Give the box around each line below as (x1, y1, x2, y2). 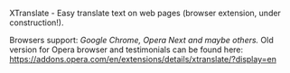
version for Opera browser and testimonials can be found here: (9, 44, 244, 55)
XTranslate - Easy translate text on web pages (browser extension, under (9, 8, 282, 18)
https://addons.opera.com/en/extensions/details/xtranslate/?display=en (9, 54, 277, 64)
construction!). (9, 17, 64, 28)
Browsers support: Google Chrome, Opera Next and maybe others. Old (9, 35, 274, 45)
